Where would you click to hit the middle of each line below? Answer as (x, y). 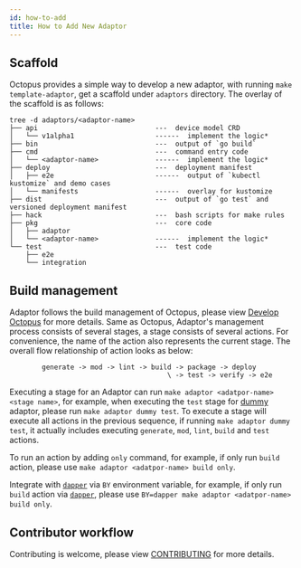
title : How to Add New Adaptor (68, 26)
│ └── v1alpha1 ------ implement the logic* (139, 137)
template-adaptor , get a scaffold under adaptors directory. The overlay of (146, 94)
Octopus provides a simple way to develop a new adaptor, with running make (150, 85)
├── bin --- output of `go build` (133, 144)
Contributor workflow (71, 532)
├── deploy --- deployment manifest (131, 168)
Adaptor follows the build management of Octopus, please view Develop (144, 312)
